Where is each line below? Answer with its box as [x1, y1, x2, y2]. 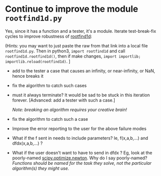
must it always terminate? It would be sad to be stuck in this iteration [12, 92, 150, 98]
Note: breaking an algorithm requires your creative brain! [12, 107, 127, 112]
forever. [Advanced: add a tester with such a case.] [12, 97, 116, 103]
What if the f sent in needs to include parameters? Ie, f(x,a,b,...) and [12, 135, 148, 141]
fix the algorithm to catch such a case [12, 116, 88, 122]
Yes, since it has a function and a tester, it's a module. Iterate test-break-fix [5, 28, 156, 34]
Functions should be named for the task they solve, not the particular [12, 160, 152, 166]
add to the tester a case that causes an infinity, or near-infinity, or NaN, [12, 67, 155, 74]
